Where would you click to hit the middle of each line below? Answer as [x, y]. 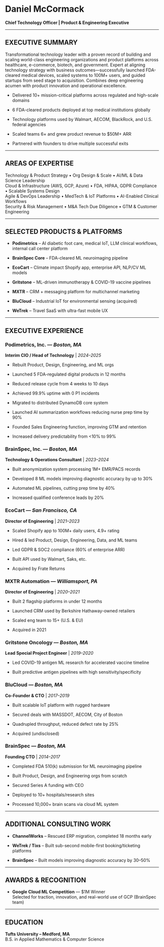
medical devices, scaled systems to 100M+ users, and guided [83, 75]
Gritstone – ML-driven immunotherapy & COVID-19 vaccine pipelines [82, 282]
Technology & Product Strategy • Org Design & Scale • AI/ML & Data [74, 175]
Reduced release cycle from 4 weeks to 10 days [60, 384]
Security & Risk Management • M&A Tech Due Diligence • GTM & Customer [81, 206]
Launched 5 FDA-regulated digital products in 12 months [69, 374]
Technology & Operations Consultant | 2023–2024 [57, 460]
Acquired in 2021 [29, 630]
